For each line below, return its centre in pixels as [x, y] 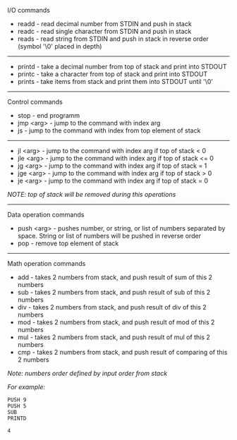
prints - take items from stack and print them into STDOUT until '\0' [115, 81]
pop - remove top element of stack [68, 243]
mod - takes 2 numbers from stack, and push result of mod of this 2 [116, 322]
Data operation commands [46, 215]
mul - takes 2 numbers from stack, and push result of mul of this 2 [114, 337]
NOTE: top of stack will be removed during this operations [92, 194]
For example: [26, 387]
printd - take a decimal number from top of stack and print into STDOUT [122, 67]
